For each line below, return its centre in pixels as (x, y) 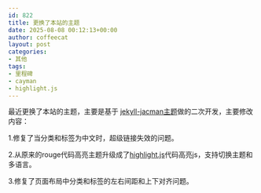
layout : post (29, 45)
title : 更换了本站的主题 (44, 23)
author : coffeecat (38, 37)
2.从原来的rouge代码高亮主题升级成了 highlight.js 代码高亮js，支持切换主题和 (130, 155)
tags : (17, 67)
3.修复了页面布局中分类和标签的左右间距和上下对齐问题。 (101, 181)
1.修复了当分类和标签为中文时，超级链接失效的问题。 (93, 138)
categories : (28, 52)
